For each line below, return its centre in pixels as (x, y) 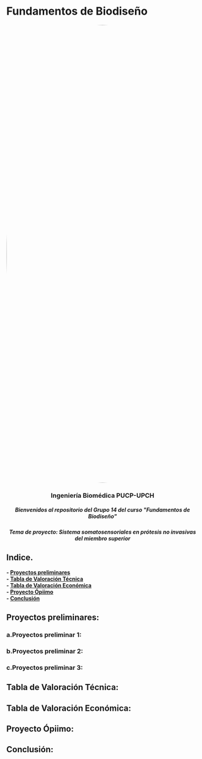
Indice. (20, 558)
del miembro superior (103, 538)
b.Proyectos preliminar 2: (45, 651)
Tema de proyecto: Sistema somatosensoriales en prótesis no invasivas (103, 532)
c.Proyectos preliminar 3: (45, 667)
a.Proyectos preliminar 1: (44, 634)
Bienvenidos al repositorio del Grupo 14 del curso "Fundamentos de (103, 510)
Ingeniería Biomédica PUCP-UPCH (103, 495)
